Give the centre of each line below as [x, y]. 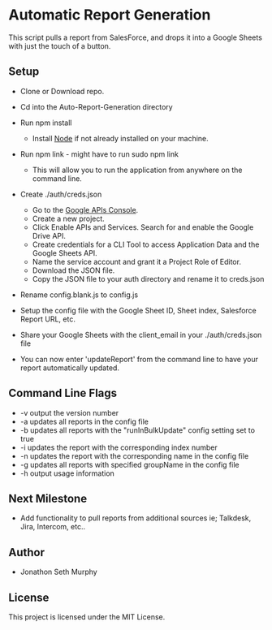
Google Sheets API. [65, 252]
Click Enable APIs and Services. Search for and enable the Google [143, 227]
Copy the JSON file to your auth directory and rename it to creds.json [148, 278]
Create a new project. [69, 218]
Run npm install [46, 123]
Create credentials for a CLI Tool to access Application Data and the [146, 244]
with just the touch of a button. [60, 45]
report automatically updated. [70, 368]
